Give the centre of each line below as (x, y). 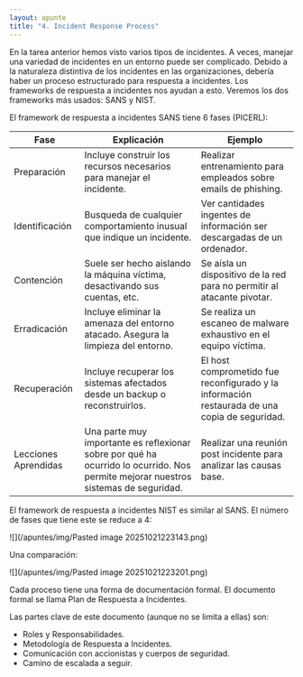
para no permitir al (239, 285)
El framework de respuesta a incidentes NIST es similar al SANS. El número (149, 510)
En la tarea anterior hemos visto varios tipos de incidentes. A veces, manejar (151, 51)
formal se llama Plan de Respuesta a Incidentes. (98, 599)
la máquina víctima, (125, 274)
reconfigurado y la (239, 383)
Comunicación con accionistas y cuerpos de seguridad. (126, 653)
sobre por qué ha (121, 454)
